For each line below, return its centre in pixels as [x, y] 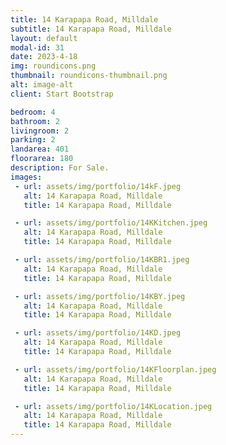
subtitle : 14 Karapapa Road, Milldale [91, 29]
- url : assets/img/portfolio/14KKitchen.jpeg [111, 223]
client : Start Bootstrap [62, 94]
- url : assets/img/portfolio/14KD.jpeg [98, 333]
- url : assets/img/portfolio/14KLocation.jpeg [113, 406]
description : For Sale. [60, 168]
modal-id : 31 [37, 47]
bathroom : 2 [35, 121]
